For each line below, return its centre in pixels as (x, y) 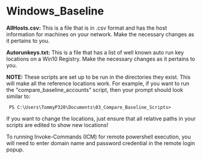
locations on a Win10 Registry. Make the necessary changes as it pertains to (101, 59)
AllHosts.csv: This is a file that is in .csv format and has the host (87, 28)
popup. (15, 149)
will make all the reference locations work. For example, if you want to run (98, 83)
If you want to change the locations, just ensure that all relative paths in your (101, 118)
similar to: (18, 96)
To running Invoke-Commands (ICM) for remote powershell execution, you (99, 137)
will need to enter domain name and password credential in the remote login (101, 143)
